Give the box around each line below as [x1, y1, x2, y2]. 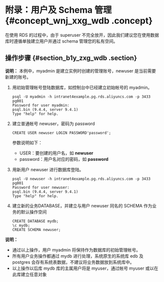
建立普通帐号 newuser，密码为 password [12, 121, 95, 127]
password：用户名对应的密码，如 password [19, 156, 109, 162]
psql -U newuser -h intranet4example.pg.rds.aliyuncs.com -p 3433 [12, 176, 151, 181]
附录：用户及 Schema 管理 [5, 4, 112, 16]
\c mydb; [12, 223, 30, 228]
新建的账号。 [5, 74, 31, 80]
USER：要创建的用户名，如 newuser [19, 150, 94, 156]
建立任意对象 [21, 271, 47, 277]
